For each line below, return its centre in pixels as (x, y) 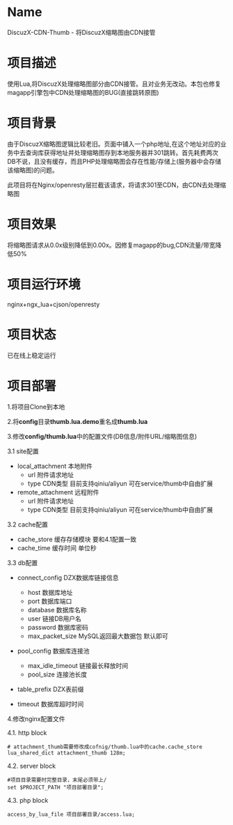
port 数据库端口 (50, 601)
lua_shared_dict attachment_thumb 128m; (67, 753)
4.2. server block (32, 766)
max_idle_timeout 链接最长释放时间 (78, 665)
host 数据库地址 (50, 592)
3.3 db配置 (23, 563)
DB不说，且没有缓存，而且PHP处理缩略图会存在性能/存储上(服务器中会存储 (114, 161)
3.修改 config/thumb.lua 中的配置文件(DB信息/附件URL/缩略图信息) (102, 436)
